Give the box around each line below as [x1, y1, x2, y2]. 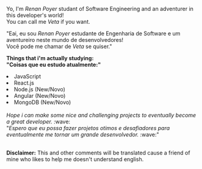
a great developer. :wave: [6, 118, 71, 125]
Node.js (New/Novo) [14, 86, 66, 93]
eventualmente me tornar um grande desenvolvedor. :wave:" [6, 131, 159, 138]
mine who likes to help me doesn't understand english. [6, 156, 144, 163]
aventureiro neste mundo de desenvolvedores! [6, 36, 124, 43]
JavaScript [14, 73, 41, 80]
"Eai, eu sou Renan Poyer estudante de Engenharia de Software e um [6, 30, 181, 37]
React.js [14, 79, 35, 86]
